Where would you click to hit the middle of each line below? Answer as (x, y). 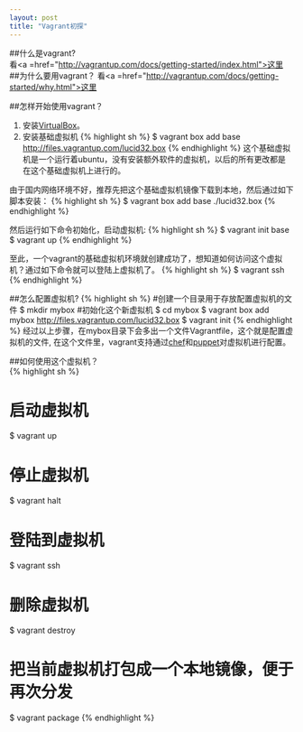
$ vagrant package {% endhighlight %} (82, 718)
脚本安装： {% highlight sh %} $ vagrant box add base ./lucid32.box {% (142, 200)
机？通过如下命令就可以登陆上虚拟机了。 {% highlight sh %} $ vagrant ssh (147, 269)
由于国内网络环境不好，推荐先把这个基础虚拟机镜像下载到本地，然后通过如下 (151, 190)
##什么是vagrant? (43, 53)
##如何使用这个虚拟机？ (54, 361)
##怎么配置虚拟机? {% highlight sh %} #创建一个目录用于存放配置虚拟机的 (147, 298)
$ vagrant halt (35, 501)
